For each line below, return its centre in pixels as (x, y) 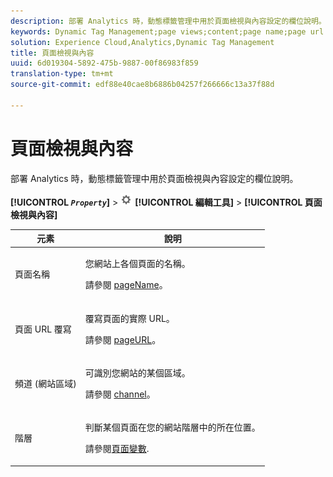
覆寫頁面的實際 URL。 (129, 318)
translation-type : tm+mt (62, 74)
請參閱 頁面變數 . (117, 449)
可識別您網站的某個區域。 (137, 372)
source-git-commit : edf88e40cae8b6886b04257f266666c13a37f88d (142, 85)
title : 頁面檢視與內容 (52, 53)
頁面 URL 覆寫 (43, 329)
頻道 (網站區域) (45, 383)
